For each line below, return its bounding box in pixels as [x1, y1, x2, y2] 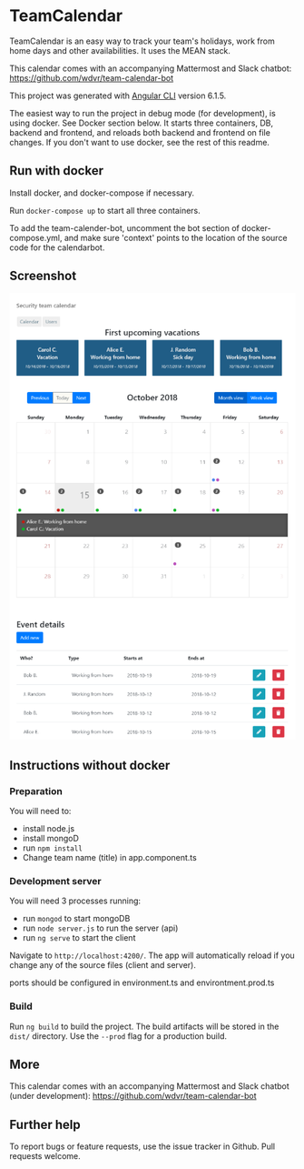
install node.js [22, 823, 75, 834]
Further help [9, 1116, 82, 1133]
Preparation [9, 784, 64, 797]
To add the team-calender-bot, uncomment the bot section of [9, 222, 240, 233]
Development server [9, 874, 102, 887]
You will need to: [9, 806, 72, 817]
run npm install [22, 842, 83, 853]
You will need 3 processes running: [9, 895, 142, 906]
